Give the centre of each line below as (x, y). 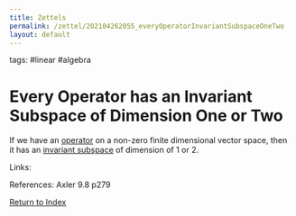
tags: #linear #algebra (51, 60)
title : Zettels (38, 18)
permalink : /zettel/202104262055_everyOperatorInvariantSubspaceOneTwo (147, 26)
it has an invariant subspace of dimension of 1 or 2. (104, 150)
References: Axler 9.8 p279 (60, 184)
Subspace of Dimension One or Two (147, 116)
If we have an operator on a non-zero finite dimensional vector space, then (148, 140)
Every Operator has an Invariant (131, 96)
